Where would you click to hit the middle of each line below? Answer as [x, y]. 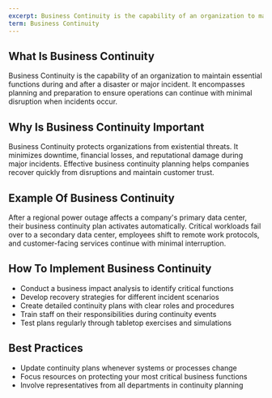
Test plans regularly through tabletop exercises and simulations [126, 323]
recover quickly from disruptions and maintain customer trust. [111, 173]
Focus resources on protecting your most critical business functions [134, 376]
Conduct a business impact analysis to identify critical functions [127, 288]
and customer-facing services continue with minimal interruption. [117, 243]
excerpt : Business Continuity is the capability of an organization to [132, 16]
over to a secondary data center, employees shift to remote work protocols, [134, 234]
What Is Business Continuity [82, 56]
